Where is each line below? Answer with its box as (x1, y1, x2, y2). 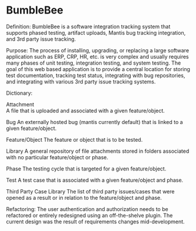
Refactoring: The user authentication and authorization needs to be (6, 205, 168, 212)
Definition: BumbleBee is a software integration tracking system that (6, 23, 171, 30)
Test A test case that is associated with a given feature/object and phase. (6, 176, 184, 183)
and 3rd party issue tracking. (6, 35, 76, 42)
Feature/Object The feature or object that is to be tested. (6, 136, 143, 143)
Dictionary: (6, 89, 33, 96)
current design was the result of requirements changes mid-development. (6, 218, 185, 225)
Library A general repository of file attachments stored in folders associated (6, 148, 190, 155)
